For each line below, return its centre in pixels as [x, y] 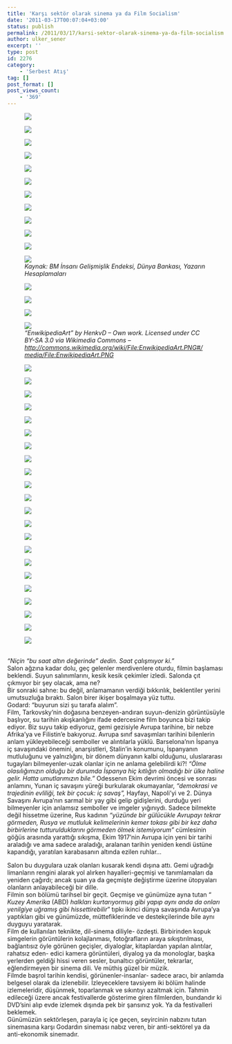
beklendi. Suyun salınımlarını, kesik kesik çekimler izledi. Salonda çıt [104, 675]
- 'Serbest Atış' [45, 71]
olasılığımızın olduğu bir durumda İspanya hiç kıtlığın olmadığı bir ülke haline [116, 771]
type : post [23, 53]
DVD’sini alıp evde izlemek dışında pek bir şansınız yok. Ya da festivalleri [110, 1005]
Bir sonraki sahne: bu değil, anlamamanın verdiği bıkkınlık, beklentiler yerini [114, 690]
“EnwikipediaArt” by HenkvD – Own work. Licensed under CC [112, 333]
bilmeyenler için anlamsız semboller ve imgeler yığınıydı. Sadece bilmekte [112, 808]
